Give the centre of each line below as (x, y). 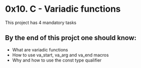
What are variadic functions (40, 49)
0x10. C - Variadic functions (63, 9)
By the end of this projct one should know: (71, 38)
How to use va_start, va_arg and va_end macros (60, 55)
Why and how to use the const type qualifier (57, 60)
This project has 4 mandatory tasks (41, 23)
